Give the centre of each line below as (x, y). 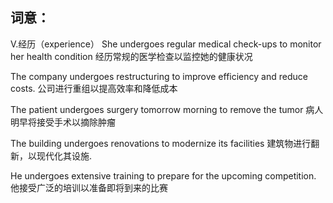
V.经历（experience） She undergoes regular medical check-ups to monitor (166, 44)
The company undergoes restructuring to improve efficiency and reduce (159, 76)
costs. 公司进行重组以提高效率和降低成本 (94, 88)
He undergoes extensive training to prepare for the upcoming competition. (163, 175)
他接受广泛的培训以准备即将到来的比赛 (89, 187)
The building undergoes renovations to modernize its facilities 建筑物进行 (161, 143)
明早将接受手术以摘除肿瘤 (63, 122)
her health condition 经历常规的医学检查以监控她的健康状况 (131, 56)
